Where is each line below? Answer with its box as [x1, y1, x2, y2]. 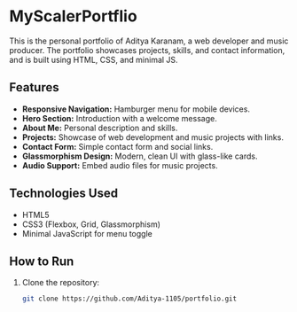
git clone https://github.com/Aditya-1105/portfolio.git [21, 294, 238, 303]
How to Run [9, 253, 74, 269]
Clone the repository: [21, 277, 100, 288]
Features [9, 80, 59, 95]
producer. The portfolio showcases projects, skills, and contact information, [9, 44, 285, 55]
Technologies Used [9, 186, 118, 201]
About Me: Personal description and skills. [21, 122, 178, 133]
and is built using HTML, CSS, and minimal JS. [9, 54, 179, 65]
